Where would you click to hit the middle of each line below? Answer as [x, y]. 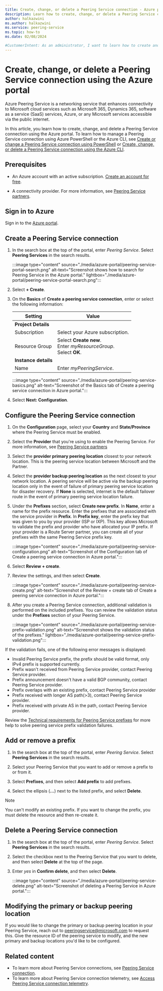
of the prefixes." [28, 635]
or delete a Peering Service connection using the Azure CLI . [65, 149]
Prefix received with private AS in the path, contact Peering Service [79, 705]
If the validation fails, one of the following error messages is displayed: [76, 649]
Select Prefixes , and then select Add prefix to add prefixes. [72, 781]
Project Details [32, 324]
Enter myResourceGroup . [86, 346]
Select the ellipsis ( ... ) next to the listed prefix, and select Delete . [77, 791]
